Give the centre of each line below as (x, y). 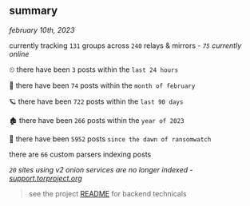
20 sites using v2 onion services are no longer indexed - (101, 169)
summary (34, 11)
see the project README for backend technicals (107, 193)
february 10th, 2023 (42, 30)
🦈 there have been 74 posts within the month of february (102, 85)
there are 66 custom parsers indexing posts (80, 154)
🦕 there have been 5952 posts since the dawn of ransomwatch (110, 139)
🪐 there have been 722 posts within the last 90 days (96, 101)
